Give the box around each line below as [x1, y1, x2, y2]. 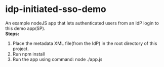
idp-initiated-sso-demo [5, 3, 106, 15]
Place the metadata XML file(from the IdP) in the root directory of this [12, 40, 157, 46]
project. [12, 45, 29, 51]
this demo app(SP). [5, 25, 46, 31]
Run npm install [12, 51, 45, 57]
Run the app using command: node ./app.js [12, 56, 103, 62]
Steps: [5, 30, 19, 36]
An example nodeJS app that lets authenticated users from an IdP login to [5, 20, 159, 26]
